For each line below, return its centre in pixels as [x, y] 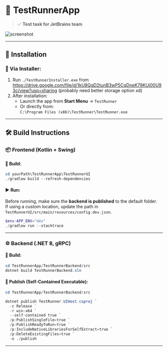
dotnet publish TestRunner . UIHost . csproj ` [51, 301]
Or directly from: [37, 106]
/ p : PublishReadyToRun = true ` [40, 325]
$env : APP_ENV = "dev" [25, 221]
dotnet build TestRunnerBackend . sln [43, 270]
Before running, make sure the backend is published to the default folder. [81, 201]
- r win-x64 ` [23, 311]
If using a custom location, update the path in [52, 207]
